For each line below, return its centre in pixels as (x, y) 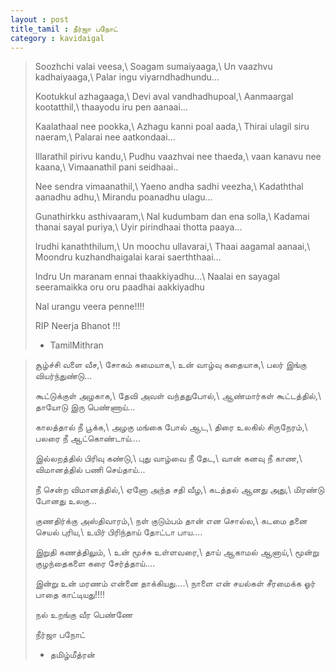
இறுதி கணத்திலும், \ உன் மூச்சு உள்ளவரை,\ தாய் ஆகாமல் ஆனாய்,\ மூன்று (177, 552)
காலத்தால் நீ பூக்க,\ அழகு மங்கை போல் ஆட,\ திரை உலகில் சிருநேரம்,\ (171, 427)
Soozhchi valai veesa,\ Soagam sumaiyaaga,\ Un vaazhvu (153, 67)
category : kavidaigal (57, 38)
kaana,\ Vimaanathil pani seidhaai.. (106, 167)
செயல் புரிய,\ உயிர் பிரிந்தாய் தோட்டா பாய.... (118, 532)
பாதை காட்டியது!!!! (70, 595)
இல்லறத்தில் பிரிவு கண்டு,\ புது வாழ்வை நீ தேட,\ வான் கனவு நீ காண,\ (168, 458)
